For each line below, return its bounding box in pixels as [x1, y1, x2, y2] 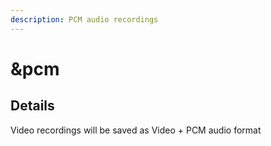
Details [10, 97, 55, 115]
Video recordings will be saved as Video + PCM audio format [10, 124, 262, 136]
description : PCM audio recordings [10, 14, 159, 25]
